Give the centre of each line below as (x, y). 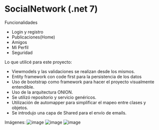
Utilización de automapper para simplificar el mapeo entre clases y (79, 102)
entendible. (23, 87)
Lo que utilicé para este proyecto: (38, 62)
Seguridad (22, 53)
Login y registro (27, 32)
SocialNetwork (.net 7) (51, 9)
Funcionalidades (21, 22)
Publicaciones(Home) (33, 37)
